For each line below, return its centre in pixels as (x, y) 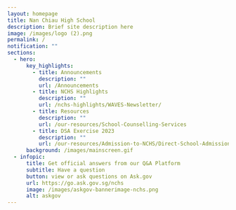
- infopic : (29, 157)
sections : (22, 53)
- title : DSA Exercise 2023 (73, 131)
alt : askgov (43, 196)
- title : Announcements (67, 72)
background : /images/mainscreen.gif (79, 150)
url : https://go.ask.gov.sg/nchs (75, 183)
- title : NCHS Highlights (71, 92)
